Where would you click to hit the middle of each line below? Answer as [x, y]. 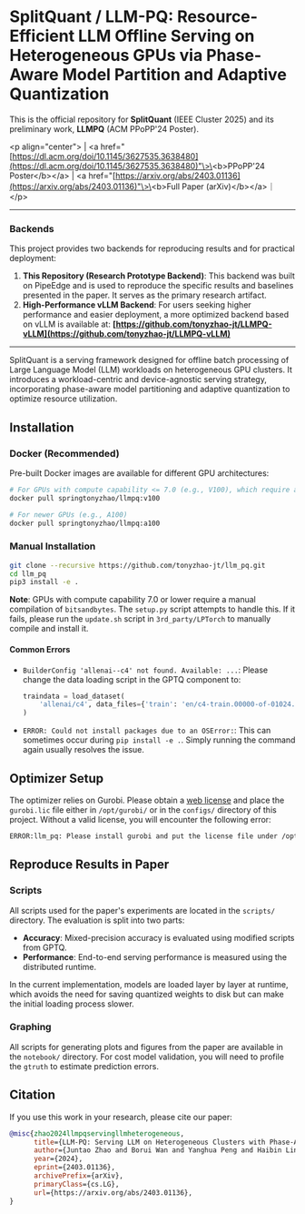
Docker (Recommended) [64, 453]
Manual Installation [53, 546]
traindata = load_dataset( [74, 696]
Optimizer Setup [57, 779]
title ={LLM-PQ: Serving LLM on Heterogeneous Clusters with [149, 1142]
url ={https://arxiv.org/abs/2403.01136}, [113, 1193]
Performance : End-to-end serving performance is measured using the [155, 956]
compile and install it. [49, 629]
